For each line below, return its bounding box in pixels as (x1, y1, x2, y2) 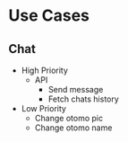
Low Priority (21, 103, 66, 113)
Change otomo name (34, 122, 113, 133)
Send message (47, 84, 104, 94)
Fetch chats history (47, 93, 120, 104)
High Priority (21, 65, 69, 75)
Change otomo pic (34, 113, 104, 123)
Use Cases (8, 5, 90, 26)
